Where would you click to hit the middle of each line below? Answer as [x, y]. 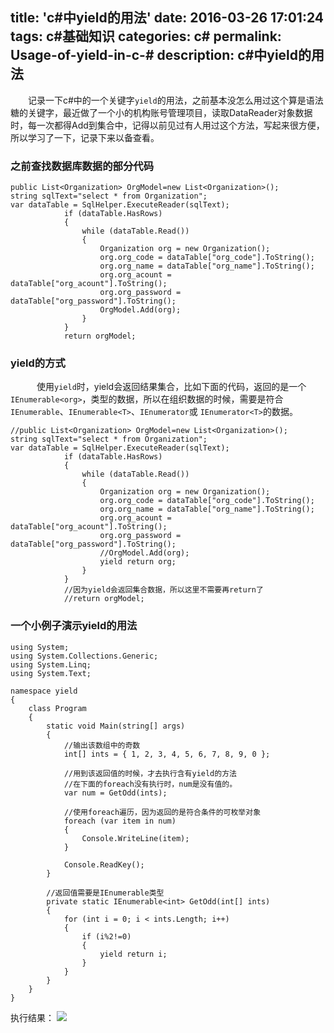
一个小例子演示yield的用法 [74, 626]
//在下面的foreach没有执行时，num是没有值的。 [150, 784]
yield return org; [138, 562]
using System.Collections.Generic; [84, 656]
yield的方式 [38, 363]
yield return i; [133, 954]
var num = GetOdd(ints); [115, 793]
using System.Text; [51, 673]
